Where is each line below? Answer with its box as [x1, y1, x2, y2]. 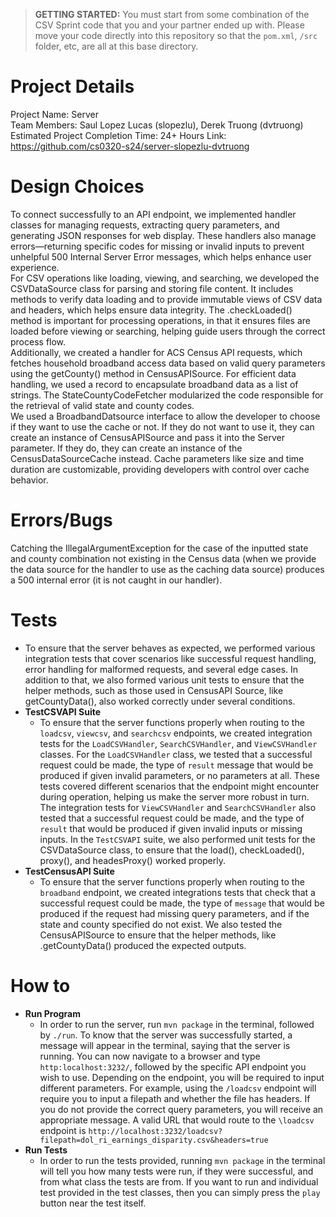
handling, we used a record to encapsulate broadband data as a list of [10, 378, 299, 390]
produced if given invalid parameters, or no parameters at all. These [39, 769, 320, 781]
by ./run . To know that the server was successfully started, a [39, 1029, 293, 1041]
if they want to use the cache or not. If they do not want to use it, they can [10, 420, 315, 433]
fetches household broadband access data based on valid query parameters [10, 357, 326, 369]
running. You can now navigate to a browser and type [39, 1050, 261, 1062]
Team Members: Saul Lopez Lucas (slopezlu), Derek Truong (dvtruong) [10, 119, 304, 131]
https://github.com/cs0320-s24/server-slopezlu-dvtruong [10, 140, 250, 152]
